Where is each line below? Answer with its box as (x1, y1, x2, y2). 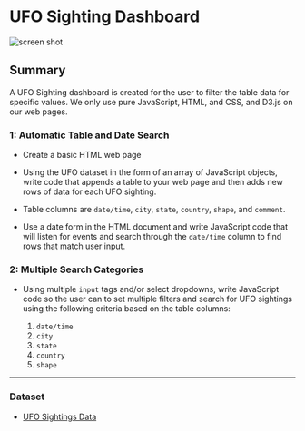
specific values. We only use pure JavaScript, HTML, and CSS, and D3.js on (9, 96, 293, 107)
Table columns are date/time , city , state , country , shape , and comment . (22, 204, 286, 215)
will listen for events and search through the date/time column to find (22, 231, 282, 242)
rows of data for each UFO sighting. (22, 186, 157, 197)
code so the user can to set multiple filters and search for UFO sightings (22, 293, 293, 305)
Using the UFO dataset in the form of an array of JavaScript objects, (22, 167, 279, 178)
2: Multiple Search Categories (9, 263, 144, 276)
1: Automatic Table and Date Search (9, 129, 170, 142)
